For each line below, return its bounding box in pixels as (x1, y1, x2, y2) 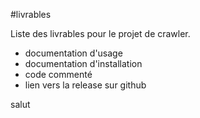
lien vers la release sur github (24, 79, 147, 91)
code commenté (24, 69, 93, 80)
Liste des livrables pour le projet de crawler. (10, 28, 191, 39)
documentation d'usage (24, 47, 123, 59)
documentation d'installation (24, 58, 143, 69)
